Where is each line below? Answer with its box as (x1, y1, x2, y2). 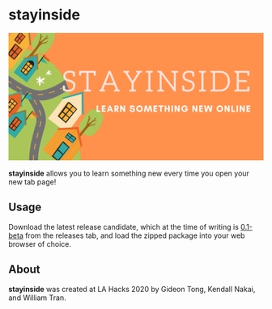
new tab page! (8, 176, 57, 187)
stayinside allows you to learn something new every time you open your (8, 168, 249, 178)
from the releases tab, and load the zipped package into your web (25, 231, 245, 240)
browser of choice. (8, 239, 71, 248)
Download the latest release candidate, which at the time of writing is (8, 222, 239, 231)
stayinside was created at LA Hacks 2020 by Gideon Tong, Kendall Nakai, (8, 284, 256, 294)
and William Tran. (8, 293, 66, 303)
